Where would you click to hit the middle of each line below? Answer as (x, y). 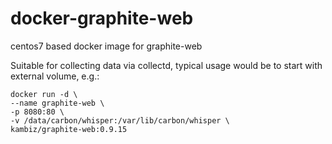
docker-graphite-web (102, 18)
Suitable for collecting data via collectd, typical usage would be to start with (166, 65)
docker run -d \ (44, 94)
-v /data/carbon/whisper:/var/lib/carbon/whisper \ (120, 120)
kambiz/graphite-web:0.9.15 (69, 129)
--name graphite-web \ (57, 103)
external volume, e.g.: (55, 76)
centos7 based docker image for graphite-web (106, 46)
